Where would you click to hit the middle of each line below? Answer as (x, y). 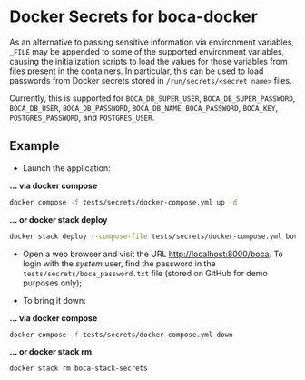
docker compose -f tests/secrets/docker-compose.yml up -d (123, 202)
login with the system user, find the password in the (119, 263)
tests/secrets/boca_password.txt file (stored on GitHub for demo (145, 273)
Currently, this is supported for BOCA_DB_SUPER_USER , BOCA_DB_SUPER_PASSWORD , (152, 98)
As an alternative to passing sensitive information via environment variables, (152, 42)
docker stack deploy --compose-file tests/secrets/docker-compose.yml (146, 236)
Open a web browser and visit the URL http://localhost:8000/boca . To (152, 254)
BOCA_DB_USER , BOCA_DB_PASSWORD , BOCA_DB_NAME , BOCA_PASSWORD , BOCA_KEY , (144, 107)
